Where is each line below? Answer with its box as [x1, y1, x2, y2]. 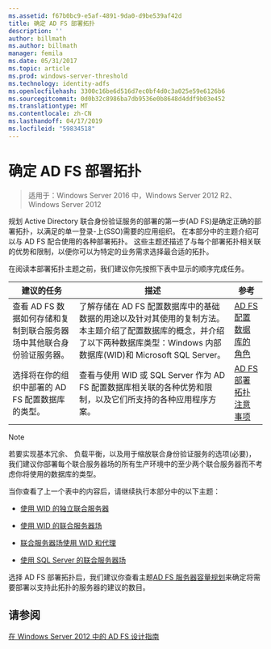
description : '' [8, 27, 63, 35]
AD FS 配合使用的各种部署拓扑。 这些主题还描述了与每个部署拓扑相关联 [23, 236, 261, 246]
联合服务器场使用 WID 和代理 [19, 537, 117, 547]
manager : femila [8, 49, 63, 57]
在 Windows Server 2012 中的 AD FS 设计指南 [8, 631, 160, 641]
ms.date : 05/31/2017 [8, 57, 78, 66]
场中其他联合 [12, 337, 62, 348]
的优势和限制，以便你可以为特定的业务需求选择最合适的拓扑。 [8, 246, 214, 256]
